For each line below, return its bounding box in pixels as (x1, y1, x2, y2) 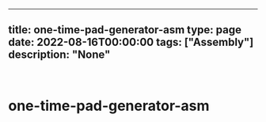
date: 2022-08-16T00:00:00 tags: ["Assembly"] (8, 36, 254, 49)
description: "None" (8, 48, 111, 62)
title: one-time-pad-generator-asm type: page (8, 23, 241, 36)
